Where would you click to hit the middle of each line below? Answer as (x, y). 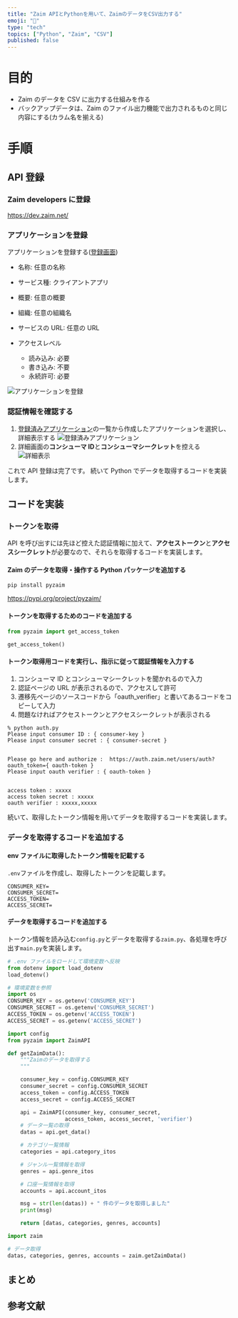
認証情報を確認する (40, 411)
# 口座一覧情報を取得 (47, 1184)
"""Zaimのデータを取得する (55, 1060)
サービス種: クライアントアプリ (63, 282)
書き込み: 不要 (49, 367)
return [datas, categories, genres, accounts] (90, 1223)
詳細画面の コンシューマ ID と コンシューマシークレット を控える (109, 446)
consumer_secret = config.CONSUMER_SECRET (84, 1087)
